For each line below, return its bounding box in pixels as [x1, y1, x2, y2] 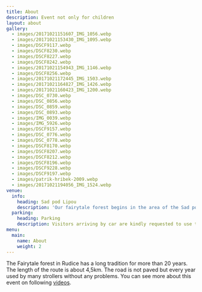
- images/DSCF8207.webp [11, 148, 71, 154]
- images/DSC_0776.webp [11, 132, 71, 138]
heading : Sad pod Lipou [17, 199, 77, 205]
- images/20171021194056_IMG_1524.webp [11, 182, 112, 188]
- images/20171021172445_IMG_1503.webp [11, 76, 112, 82]
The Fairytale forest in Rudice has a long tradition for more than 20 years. [6, 260, 188, 267]
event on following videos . [6, 279, 72, 286]
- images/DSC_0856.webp [11, 98, 71, 104]
